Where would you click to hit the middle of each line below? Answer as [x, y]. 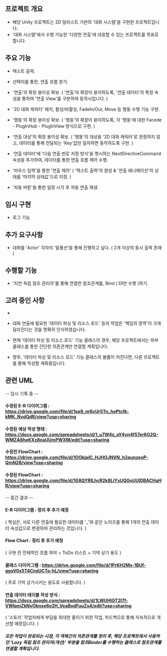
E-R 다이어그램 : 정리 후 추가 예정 [37, 510]
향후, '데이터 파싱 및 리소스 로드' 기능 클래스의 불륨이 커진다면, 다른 [78, 357]
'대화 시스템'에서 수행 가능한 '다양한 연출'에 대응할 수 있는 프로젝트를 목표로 [85, 34]
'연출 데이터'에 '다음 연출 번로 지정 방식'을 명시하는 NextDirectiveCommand [86, 153]
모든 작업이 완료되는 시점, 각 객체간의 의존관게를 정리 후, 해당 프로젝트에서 [76, 636]
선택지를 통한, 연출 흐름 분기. [40, 81]
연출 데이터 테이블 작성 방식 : [33, 594]
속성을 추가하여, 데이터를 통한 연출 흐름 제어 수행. [60, 159]
